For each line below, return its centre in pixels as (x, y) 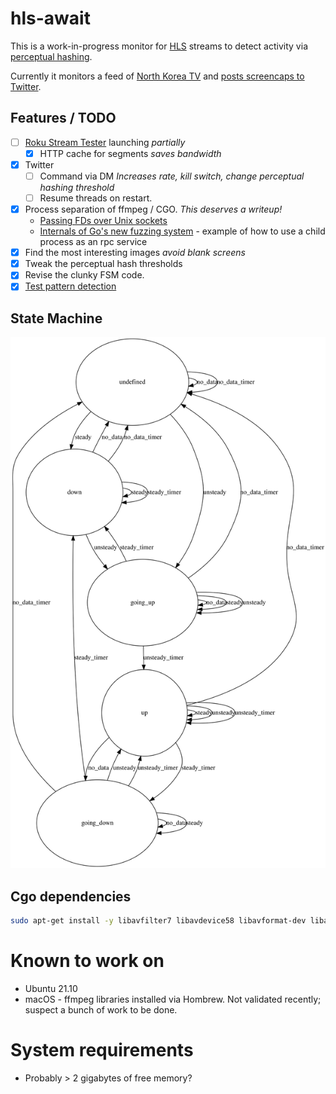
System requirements (102, 1050)
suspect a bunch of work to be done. (101, 1010)
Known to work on (87, 961)
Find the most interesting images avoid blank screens (135, 253)
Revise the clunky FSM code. (84, 275)
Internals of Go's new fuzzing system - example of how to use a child (182, 231)
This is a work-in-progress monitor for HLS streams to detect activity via (159, 46)
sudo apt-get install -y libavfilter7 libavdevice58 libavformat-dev (158, 921)
